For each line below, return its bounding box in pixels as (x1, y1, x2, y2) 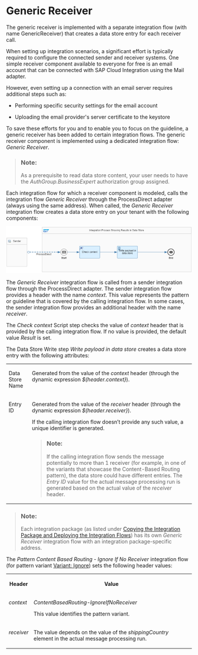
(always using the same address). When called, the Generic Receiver (6, 202, 173, 209)
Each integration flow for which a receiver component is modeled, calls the (6, 190, 188, 197)
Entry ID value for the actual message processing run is (46, 478, 181, 485)
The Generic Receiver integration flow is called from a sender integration (6, 279, 183, 286)
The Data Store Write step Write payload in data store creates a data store (6, 346, 187, 353)
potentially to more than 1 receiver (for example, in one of (46, 459, 186, 466)
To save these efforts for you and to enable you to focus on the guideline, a (6, 125, 189, 132)
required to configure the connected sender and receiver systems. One (6, 54, 179, 61)
